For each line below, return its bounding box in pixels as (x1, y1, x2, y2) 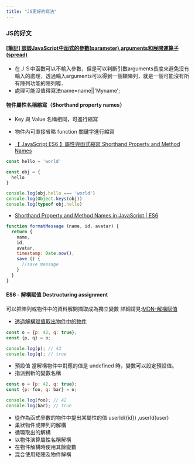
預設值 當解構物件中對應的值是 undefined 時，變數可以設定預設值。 (14, 362, 177, 369)
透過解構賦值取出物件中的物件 (14, 318, 87, 325)
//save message (21, 261, 59, 267)
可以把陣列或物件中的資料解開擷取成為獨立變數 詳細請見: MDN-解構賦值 (6, 305, 177, 312)
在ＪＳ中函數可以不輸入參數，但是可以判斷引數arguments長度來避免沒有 (14, 65, 190, 72)
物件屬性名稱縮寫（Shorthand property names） (6, 101, 125, 108)
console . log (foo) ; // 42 (6, 397, 67, 403)
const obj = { (6, 169, 41, 175)
